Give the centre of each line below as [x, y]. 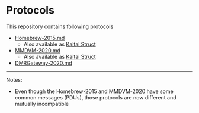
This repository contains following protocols [60, 26]
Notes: [14, 79]
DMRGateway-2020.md [43, 63]
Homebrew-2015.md [40, 38]
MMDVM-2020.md [38, 50]
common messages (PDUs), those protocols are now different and [95, 97]
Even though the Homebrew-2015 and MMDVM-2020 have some [94, 91]
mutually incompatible [42, 104]
